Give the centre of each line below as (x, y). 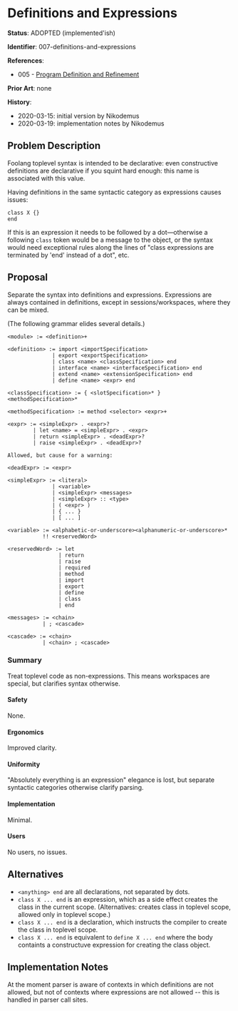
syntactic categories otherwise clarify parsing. (76, 788)
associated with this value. (46, 178)
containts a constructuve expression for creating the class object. (114, 945)
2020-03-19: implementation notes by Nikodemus (91, 123)
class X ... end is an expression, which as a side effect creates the (118, 899)
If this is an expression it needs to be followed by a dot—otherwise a (108, 232)
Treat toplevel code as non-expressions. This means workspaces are (109, 676)
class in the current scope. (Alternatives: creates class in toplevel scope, (124, 907)
